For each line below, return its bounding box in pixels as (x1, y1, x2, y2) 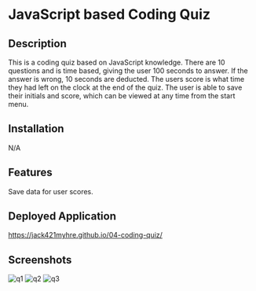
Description (8, 37, 67, 50)
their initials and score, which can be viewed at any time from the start (8, 91, 236, 100)
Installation (8, 122, 64, 135)
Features (8, 166, 53, 179)
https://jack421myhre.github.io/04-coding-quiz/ (8, 230, 163, 240)
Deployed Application (8, 210, 116, 223)
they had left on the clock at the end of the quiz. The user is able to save (8, 83, 243, 92)
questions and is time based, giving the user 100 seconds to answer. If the (8, 66, 249, 76)
